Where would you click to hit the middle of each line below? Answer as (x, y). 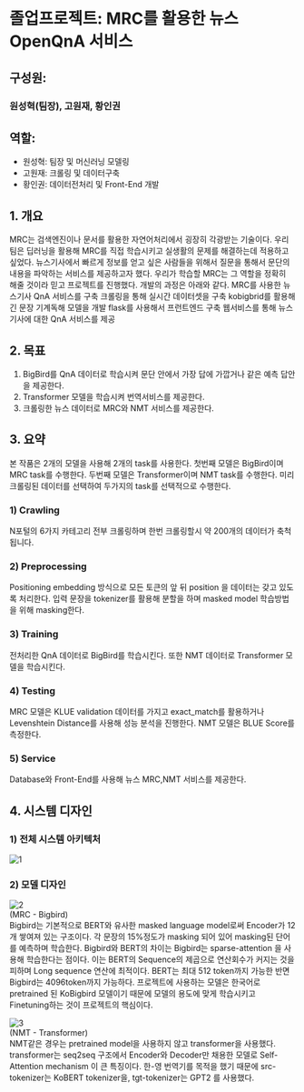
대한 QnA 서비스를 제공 (74, 319)
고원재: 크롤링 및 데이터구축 (71, 173)
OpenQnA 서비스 (71, 41)
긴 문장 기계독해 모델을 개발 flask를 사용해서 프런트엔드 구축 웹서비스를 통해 (143, 308)
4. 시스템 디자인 (51, 811)
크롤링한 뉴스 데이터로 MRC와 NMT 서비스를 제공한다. (118, 408)
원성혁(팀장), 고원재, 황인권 (65, 105)
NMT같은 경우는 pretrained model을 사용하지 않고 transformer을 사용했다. (143, 1044)
